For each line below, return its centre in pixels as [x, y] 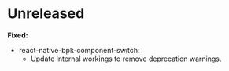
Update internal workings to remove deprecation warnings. [126, 59]
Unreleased [46, 14]
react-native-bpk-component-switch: [79, 50]
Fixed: [18, 35]
